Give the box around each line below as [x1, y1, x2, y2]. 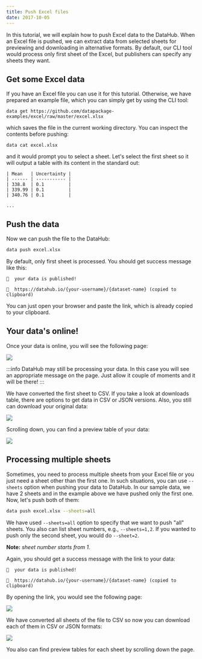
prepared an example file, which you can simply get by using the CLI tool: [6, 97, 189, 104]
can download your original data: [6, 402, 89, 410]
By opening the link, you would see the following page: [6, 593, 142, 600]
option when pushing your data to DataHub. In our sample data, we [24, 483, 191, 490]
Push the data [6, 219, 60, 230]
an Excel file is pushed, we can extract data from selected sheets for [6, 37, 177, 45]
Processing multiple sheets [6, 454, 112, 465]
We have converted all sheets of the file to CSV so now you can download [6, 616, 190, 623]
